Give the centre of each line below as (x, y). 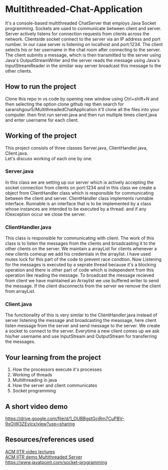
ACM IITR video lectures (30, 451)
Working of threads (32, 375)
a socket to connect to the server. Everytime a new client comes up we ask (82, 331)
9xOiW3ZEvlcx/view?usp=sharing (40, 424)
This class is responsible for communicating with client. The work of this (80, 238)
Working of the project (41, 136)
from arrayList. (20, 291)
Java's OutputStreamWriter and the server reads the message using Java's (82, 60)
